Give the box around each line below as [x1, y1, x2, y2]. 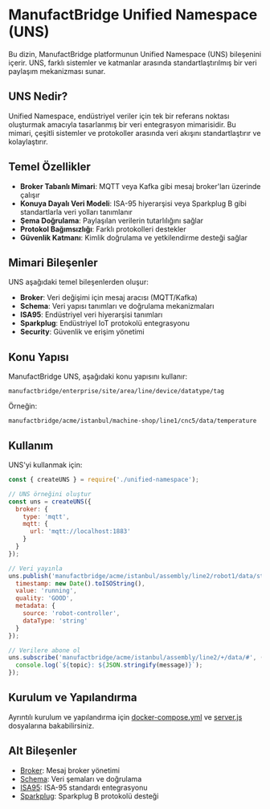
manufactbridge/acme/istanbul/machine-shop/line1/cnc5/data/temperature [8, 417, 257, 425]
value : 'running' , [15, 587, 78, 595]
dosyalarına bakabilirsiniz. [8, 721, 95, 730]
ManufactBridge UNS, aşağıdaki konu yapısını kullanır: [8, 372, 187, 381]
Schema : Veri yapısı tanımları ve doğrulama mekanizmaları [19, 302, 215, 311]
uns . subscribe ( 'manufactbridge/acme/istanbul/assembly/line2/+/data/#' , [8, 654, 257, 662]
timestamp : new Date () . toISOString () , [15, 579, 146, 588]
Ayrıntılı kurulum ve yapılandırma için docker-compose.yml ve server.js [8, 712, 243, 721]
